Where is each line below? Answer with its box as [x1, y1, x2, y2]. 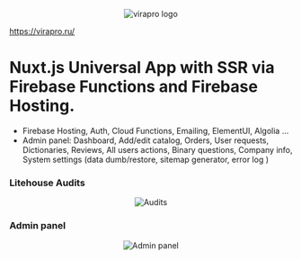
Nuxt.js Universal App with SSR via [9, 58, 275, 78]
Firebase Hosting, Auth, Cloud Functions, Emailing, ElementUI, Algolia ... [22, 125, 289, 136]
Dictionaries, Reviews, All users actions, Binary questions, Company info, [22, 144, 294, 155]
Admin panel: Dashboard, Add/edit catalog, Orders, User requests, [22, 135, 270, 146]
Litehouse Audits [9, 176, 85, 189]
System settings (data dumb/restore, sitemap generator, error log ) [22, 154, 270, 165]
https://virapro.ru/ [9, 26, 75, 36]
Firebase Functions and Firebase [9, 76, 259, 97]
